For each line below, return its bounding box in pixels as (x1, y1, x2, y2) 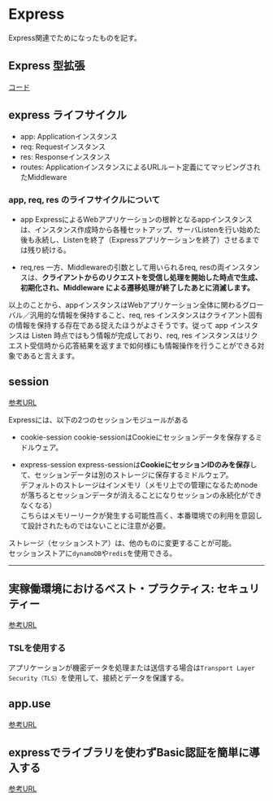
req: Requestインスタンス (19, 142, 106, 151)
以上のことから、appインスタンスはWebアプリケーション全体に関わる (8, 300, 242, 309)
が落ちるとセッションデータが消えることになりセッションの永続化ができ (19, 490, 262, 500)
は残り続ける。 (19, 245, 71, 255)
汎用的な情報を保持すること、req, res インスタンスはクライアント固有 (29, 310, 263, 320)
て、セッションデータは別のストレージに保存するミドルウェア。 (19, 470, 233, 479)
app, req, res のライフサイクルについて (8, 195, 161, 206)
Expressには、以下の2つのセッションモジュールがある (8, 414, 189, 424)
